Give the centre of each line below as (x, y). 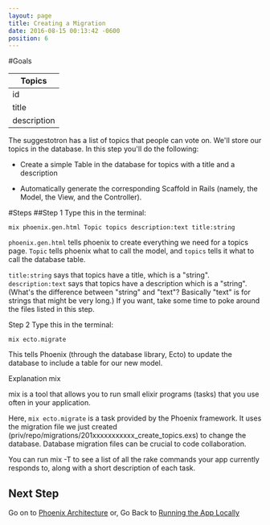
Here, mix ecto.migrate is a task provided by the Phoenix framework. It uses (135, 418)
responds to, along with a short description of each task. (102, 468)
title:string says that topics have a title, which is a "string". (109, 275)
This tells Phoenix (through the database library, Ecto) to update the (121, 355)
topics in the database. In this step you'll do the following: (104, 149)
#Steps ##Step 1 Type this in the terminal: (77, 213)
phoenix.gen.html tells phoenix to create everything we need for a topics (129, 243)
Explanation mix (35, 379)
